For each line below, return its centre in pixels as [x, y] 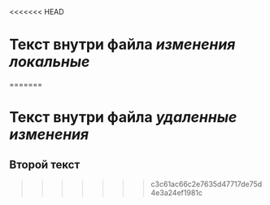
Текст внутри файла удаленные [123, 118]
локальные [50, 62]
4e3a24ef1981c [176, 192]
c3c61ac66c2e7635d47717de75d [207, 184]
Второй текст [45, 165]
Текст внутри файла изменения [122, 45]
